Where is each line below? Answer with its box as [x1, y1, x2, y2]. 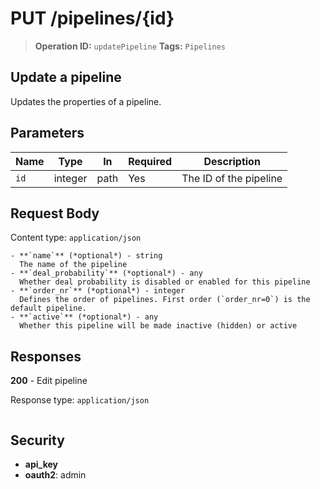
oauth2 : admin [24, 469, 87, 481]
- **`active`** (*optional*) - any [10, 312, 159, 322]
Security [10, 432, 65, 449]
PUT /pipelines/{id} [10, 7, 175, 30]
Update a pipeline [10, 69, 122, 86]
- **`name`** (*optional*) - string [10, 251, 163, 261]
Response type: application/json [10, 394, 150, 406]
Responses [10, 348, 82, 365]
